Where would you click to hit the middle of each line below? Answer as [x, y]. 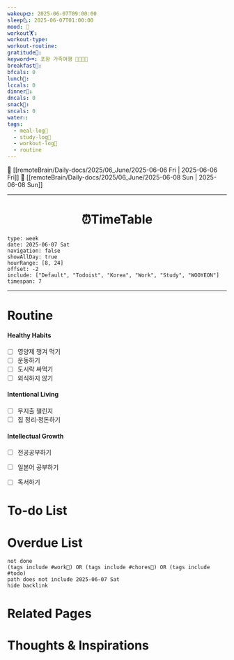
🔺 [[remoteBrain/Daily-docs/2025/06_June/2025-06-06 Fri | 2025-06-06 [112, 170]
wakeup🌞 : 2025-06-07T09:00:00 [52, 14]
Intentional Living [33, 395]
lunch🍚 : [18, 79]
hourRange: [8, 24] [36, 263]
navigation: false [34, 251]
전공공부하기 [34, 453]
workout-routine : [32, 46]
